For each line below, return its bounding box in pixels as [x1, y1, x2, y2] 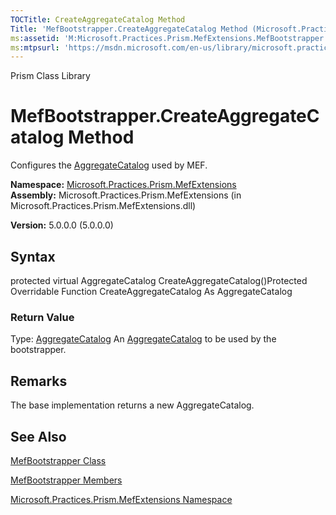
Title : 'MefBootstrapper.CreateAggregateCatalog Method [10, 24, 248, 34]
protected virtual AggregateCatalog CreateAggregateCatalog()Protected [10, 275, 308, 286]
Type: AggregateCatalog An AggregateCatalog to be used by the [10, 333, 277, 345]
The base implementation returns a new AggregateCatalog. [10, 399, 255, 411]
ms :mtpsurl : [10, 42, 60, 53]
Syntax [10, 248, 56, 265]
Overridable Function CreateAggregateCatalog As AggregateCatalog [10, 286, 293, 297]
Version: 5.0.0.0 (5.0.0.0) [10, 219, 114, 231]
